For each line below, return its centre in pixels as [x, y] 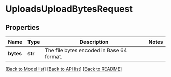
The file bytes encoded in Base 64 [86, 50]
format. [54, 56]
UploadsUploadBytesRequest [69, 9]
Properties [22, 28]
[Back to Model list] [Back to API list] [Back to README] [64, 69]
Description [94, 42]
